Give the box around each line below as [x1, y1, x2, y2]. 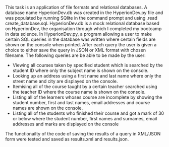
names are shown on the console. [12, 105, 83, 111]
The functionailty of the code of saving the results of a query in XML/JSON [5, 131, 161, 136]
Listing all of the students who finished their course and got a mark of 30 [12, 110, 164, 116]
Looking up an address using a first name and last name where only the [12, 73, 161, 79]
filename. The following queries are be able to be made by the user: [5, 52, 146, 58]
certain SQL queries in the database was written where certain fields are [5, 36, 156, 42]
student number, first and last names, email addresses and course [12, 100, 150, 105]
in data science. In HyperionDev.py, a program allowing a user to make [5, 31, 152, 37]
